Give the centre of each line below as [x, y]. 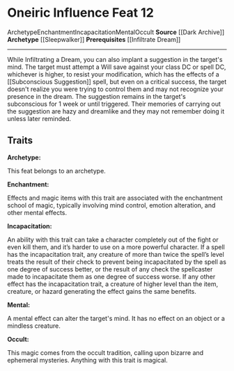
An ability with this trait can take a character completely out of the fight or [113, 239]
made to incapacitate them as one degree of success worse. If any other [111, 276]
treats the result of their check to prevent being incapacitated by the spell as [117, 262]
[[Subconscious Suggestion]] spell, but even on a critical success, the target [117, 81]
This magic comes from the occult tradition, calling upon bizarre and [106, 352]
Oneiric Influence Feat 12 [81, 13]
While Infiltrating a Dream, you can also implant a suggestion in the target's [115, 59]
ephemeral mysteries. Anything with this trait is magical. [88, 360]
